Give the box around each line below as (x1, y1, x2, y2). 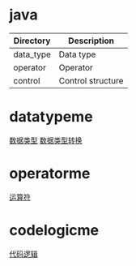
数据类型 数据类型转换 (9, 135, 83, 145)
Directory (13, 35, 51, 46)
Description (68, 35, 115, 46)
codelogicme (9, 221, 100, 239)
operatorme (9, 165, 91, 183)
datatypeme (9, 108, 93, 127)
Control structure (58, 75, 124, 86)
